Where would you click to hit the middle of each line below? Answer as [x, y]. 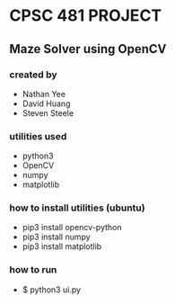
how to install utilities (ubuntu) [77, 208]
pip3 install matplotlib [62, 246]
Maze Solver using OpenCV [88, 49]
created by [33, 75]
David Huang [46, 103]
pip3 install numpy [57, 237]
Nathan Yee [44, 94]
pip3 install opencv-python [72, 228]
